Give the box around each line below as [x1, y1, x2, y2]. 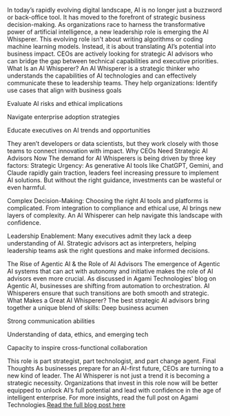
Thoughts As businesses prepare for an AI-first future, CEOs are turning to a [7, 364, 224, 372]
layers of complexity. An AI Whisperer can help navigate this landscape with [7, 211, 222, 219]
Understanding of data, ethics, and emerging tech [7, 330, 149, 338]
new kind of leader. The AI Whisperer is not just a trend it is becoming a [7, 371, 210, 380]
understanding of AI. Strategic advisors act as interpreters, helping [7, 239, 196, 247]
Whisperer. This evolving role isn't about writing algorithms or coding [7, 35, 203, 43]
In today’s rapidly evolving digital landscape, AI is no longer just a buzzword [7, 6, 222, 14]
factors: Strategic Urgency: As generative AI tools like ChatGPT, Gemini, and [7, 162, 224, 169]
